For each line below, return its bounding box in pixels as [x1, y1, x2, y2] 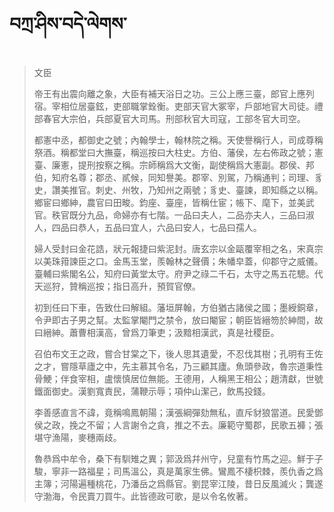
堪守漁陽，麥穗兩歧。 [33, 431, 122, 443]
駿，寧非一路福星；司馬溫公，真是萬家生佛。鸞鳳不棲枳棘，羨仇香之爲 [33, 465, 324, 477]
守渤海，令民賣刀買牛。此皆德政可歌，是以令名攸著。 [33, 490, 254, 502]
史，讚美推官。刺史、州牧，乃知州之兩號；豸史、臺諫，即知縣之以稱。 [33, 184, 324, 196]
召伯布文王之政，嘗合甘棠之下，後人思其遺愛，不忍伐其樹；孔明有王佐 [33, 347, 324, 359]
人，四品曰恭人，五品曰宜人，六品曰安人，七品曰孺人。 [33, 221, 262, 233]
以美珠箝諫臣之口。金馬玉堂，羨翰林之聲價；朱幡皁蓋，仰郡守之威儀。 [33, 255, 324, 267]
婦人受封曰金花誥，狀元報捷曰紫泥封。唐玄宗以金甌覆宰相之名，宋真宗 [33, 242, 324, 254]
